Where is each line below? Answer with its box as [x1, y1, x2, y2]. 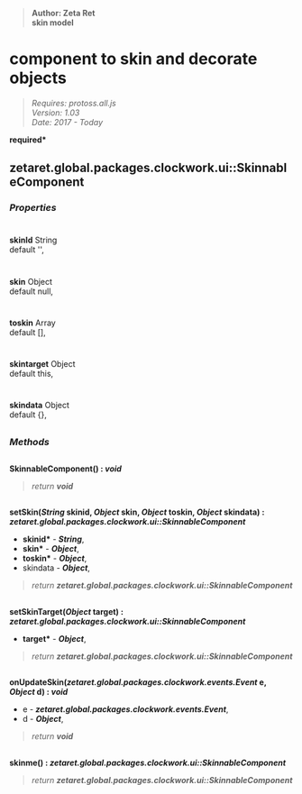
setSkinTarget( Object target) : [9, 606, 124, 616]
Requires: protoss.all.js [31, 97, 117, 108]
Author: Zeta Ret [31, 8, 96, 18]
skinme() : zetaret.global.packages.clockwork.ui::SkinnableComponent [9, 757, 287, 768]
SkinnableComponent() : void [9, 463, 122, 474]
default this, [9, 369, 54, 379]
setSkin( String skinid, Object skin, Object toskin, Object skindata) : [9, 507, 265, 517]
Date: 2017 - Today [31, 116, 104, 127]
